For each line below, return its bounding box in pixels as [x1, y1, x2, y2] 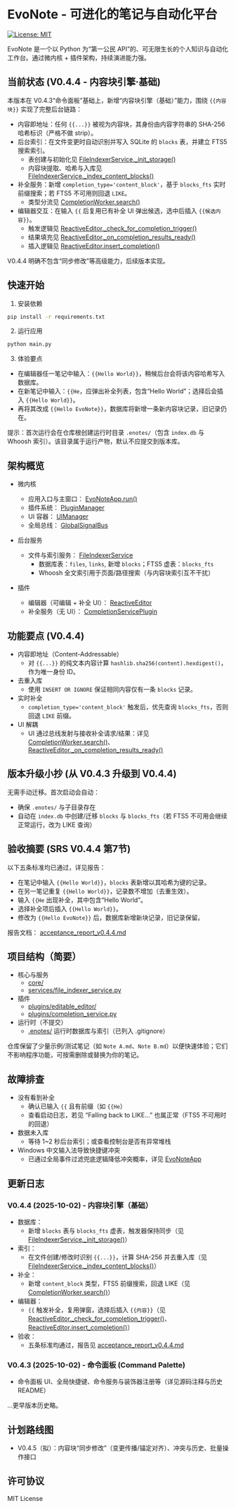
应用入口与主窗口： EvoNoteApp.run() [27, 495, 138, 503]
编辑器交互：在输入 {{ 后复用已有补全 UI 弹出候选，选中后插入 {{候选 [17, 206, 216, 215]
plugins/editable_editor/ [27, 1002, 97, 1010]
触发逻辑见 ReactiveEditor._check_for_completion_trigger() [27, 224, 197, 232]
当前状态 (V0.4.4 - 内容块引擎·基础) [7, 76, 162, 88]
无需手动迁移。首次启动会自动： [7, 787, 100, 796]
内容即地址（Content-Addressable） [17, 650, 123, 658]
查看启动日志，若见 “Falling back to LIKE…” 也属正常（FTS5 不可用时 [27, 1111, 227, 1120]
